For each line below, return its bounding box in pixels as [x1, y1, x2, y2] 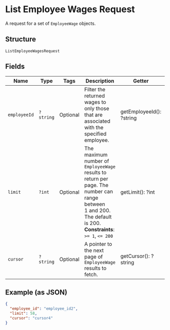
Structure [5, 35, 36, 44]
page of [84, 253, 103, 260]
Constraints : [84, 226, 115, 233]
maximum [84, 151, 108, 158]
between [84, 200, 105, 207]
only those [84, 105, 110, 112]
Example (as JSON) [5, 288, 67, 297]
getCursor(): [120, 252, 150, 260]
